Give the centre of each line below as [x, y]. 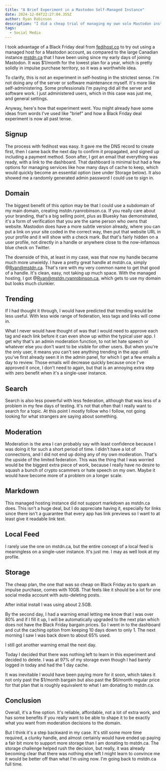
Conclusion [23, 700]
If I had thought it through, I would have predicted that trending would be [79, 311]
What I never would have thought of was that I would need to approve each [82, 331]
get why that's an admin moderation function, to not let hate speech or [77, 341]
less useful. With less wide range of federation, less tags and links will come [83, 316]
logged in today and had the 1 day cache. [47, 665]
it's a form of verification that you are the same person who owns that [76, 221]
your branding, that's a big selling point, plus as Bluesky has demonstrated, [82, 216]
